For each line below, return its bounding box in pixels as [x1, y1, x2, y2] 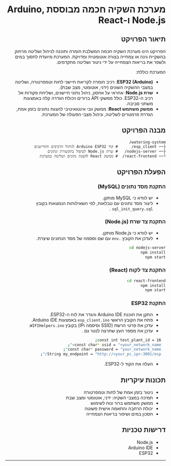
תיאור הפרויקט [121, 35, 166, 43]
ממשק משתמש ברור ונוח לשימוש [91, 400, 153, 406]
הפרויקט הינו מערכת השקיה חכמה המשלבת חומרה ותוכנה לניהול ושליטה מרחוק [14, 48, 166, 54]
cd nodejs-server [129, 245, 166, 250]
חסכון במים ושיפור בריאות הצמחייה [86, 410, 153, 417]
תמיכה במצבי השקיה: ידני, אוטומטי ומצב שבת [66, 394, 153, 401]
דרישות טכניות [122, 426, 166, 434]
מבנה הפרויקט [122, 126, 166, 135]
